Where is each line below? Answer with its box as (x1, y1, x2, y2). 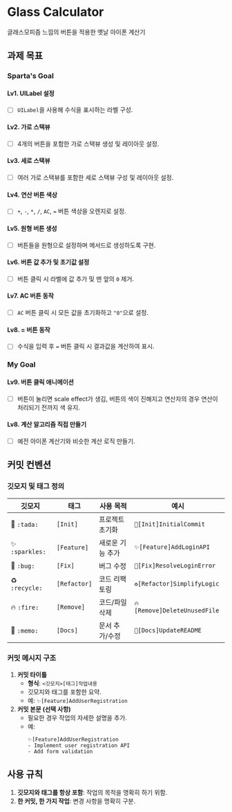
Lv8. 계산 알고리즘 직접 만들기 (7, 420, 87, 429)
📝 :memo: (10, 626, 39, 635)
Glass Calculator (7, 4, 104, 20)
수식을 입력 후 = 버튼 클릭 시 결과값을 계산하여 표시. (17, 342, 155, 351)
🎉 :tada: (10, 519, 39, 529)
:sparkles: (10, 548, 46, 556)
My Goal (7, 360, 36, 369)
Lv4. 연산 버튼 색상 (7, 191, 57, 199)
